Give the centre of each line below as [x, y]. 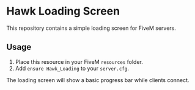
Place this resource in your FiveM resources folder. [79, 61]
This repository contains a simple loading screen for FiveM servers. [91, 28]
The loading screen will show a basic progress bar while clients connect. [98, 80]
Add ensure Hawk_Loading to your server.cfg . [72, 68]
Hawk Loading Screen [63, 11]
